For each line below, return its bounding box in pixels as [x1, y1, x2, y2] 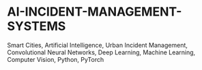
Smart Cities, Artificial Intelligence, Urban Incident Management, [7, 41, 188, 49]
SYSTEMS [7, 18, 66, 34]
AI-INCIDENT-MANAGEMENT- [7, 4, 182, 20]
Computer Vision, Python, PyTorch [7, 55, 104, 63]
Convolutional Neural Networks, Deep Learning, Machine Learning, [7, 48, 196, 56]
